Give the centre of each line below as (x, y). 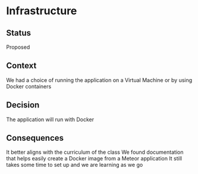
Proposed (18, 47)
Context (21, 66)
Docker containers (29, 86)
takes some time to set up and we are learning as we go (75, 165)
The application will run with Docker (50, 119)
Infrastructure (42, 11)
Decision (23, 105)
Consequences (35, 138)
